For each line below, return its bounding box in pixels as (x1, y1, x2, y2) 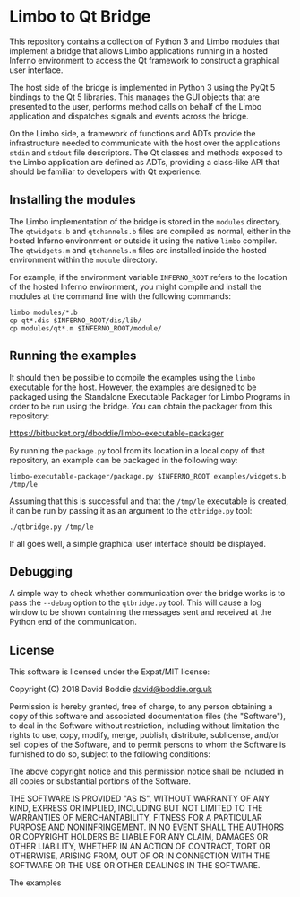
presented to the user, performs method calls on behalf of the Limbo (9, 101, 262, 111)
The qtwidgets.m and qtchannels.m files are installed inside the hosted (9, 244, 267, 255)
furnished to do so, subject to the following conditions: (9, 749, 210, 760)
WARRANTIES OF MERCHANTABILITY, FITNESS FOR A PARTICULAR (9, 813, 262, 823)
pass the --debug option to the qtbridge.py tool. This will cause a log (9, 597, 262, 608)
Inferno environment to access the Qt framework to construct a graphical (9, 55, 279, 66)
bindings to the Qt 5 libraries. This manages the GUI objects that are (9, 92, 260, 102)
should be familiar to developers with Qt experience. (9, 166, 202, 177)
